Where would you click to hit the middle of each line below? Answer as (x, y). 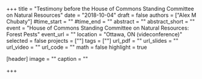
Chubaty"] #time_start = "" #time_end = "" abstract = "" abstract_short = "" (101, 21)
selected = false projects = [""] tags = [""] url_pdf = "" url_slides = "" (92, 41)
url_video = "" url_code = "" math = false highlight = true (77, 47)
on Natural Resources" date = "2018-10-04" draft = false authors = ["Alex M (101, 15)
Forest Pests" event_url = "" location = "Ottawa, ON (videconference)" (94, 34)
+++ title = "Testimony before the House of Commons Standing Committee (100, 9)
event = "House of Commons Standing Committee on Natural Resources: (98, 28)
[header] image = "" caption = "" (47, 59)
